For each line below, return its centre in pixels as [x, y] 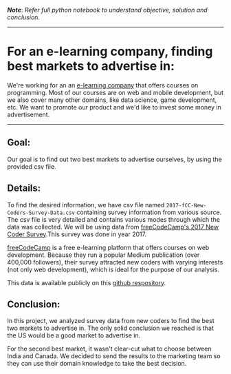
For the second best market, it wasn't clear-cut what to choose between [109, 349]
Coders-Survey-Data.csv [41, 213]
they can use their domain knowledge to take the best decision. [97, 364]
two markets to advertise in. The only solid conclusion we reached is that [111, 328]
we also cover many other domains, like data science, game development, [112, 100]
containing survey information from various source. [149, 212]
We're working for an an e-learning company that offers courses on [103, 85]
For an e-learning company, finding [110, 52]
